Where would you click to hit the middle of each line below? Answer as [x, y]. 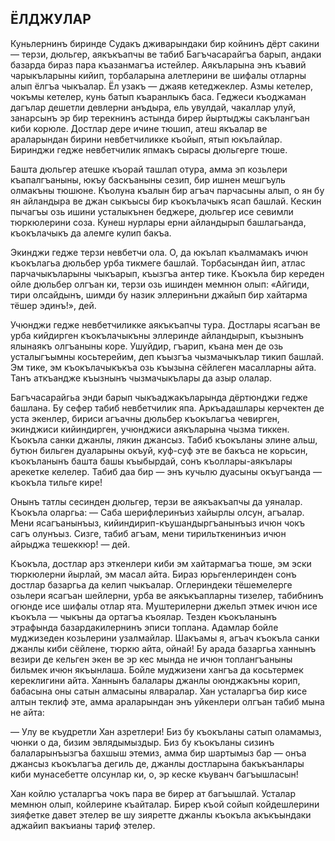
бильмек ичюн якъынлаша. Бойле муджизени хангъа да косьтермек [157, 669]
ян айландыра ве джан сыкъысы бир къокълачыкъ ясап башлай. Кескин [166, 201]
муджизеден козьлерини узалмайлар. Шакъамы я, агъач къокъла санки [165, 638]
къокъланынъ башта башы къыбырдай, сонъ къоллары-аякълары [151, 461]
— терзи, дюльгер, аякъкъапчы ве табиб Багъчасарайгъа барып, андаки [166, 54]
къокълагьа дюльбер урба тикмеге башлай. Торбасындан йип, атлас [158, 263]
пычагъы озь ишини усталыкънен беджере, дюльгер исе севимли [152, 211]
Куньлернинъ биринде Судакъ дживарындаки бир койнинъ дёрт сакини [165, 43]
